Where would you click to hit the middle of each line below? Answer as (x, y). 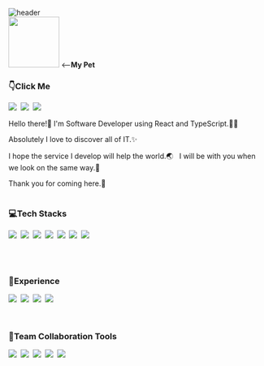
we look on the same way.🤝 (54, 168)
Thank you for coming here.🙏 (57, 183)
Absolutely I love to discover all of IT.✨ (73, 140)
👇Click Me (30, 86)
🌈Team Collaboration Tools (63, 336)
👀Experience (34, 281)
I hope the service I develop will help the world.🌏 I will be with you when (132, 156)
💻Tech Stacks (38, 213)
